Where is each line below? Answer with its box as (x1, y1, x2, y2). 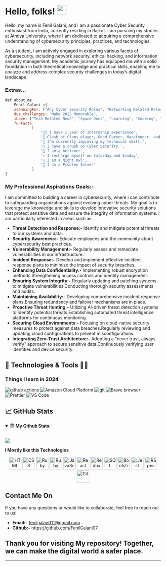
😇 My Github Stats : (9, 423, 51, 429)
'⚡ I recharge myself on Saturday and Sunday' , (40, 153, 140, 158)
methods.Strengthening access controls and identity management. (12, 273, 148, 279)
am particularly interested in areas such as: (5, 216, 93, 222)
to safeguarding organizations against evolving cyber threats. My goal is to (5, 200, 157, 206)
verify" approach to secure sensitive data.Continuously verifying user (12, 341, 154, 347)
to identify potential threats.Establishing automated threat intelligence (12, 310, 154, 315)
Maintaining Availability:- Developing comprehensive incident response (12, 294, 160, 300)
